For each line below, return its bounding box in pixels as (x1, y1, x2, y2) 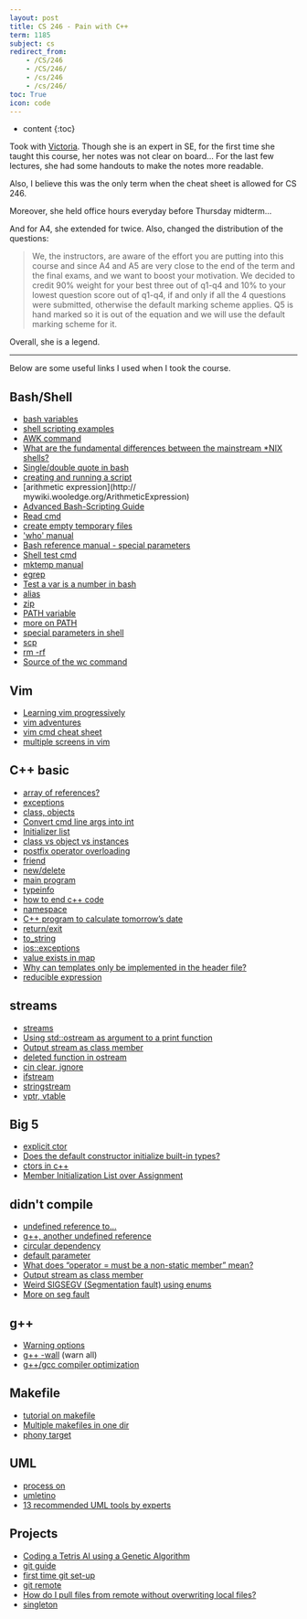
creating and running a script (22, 472, 132, 483)
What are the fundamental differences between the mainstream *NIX (22, 442, 283, 453)
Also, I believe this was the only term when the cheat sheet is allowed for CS (9, 178, 297, 189)
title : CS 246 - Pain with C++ (9, 22, 129, 31)
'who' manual (22, 530, 74, 541)
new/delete (22, 865, 66, 876)
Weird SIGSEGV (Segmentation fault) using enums (22, 1279, 212, 1290)
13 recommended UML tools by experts (22, 1499, 172, 1510)
